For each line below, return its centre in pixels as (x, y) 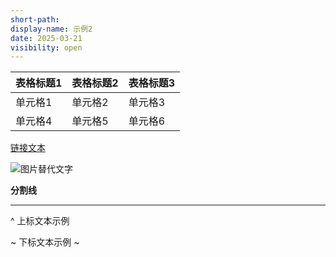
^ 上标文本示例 (40, 221)
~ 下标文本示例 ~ (45, 242)
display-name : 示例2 (51, 29)
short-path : (35, 19)
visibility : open (46, 47)
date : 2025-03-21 (46, 38)
